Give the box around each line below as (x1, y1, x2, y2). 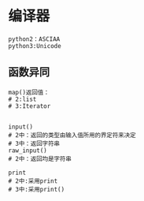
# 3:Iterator (8, 102, 51, 110)
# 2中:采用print (8, 177, 58, 185)
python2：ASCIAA (8, 35, 61, 43)
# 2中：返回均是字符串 (8, 154, 72, 162)
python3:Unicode (8, 42, 61, 50)
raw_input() (8, 147, 47, 154)
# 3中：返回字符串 (8, 140, 61, 147)
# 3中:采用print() (8, 185, 65, 193)
